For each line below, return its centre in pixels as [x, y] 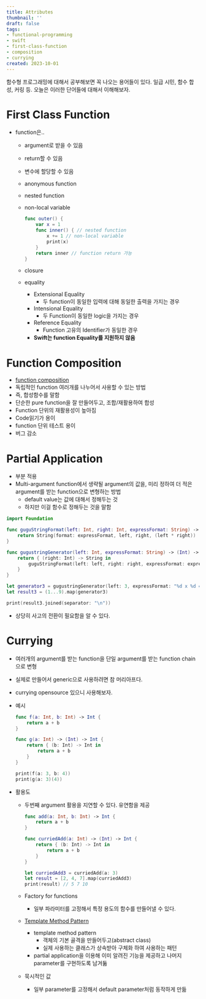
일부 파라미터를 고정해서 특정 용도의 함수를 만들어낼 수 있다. [105, 909]
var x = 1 [48, 225]
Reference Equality [57, 323]
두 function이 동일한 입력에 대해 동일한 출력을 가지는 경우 [111, 302]
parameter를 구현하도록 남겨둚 [71, 963]
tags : [13, 29]
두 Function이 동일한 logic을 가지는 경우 [91, 316]
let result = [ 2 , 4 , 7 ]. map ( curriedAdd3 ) [78, 879]
